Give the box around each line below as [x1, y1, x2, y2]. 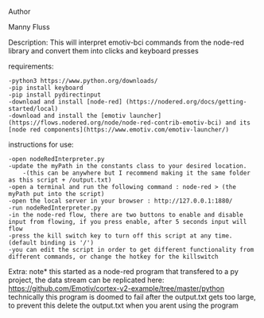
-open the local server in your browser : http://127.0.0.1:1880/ [8, 197, 233, 205]
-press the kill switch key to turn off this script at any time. [8, 232, 233, 240]
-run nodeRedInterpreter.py [8, 204, 102, 212]
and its [225, 119, 250, 127]
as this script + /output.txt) [8, 176, 112, 184]
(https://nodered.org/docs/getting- [126, 98, 247, 106]
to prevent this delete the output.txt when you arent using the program [8, 300, 239, 310]
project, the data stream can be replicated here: [8, 275, 165, 285]
